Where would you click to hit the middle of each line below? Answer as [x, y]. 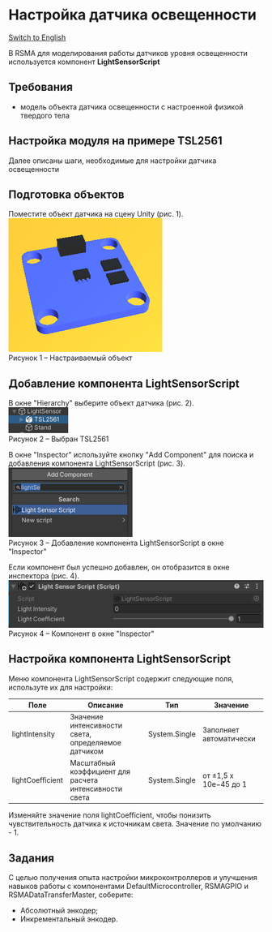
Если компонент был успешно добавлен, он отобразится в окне [119, 567]
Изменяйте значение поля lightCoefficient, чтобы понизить [110, 815]
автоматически [229, 738]
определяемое [96, 743]
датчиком [87, 751]
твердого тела [45, 115]
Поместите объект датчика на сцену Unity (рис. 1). [96, 214]
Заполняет [221, 730]
